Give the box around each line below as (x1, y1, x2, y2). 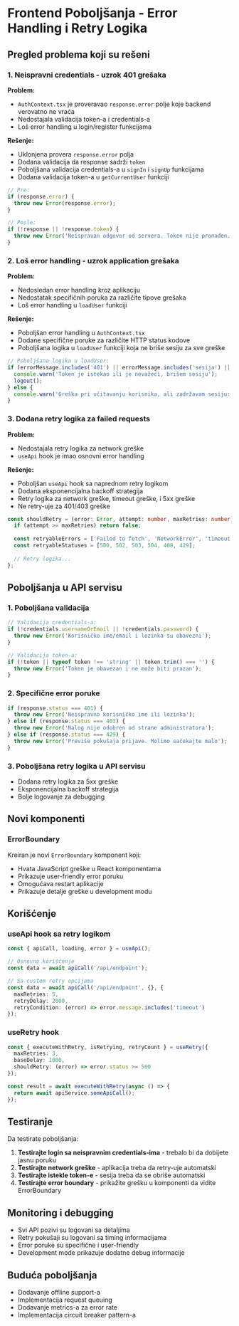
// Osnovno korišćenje (7, 958, 75, 965)
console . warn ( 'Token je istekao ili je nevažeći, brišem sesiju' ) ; (14, 370, 218, 378)
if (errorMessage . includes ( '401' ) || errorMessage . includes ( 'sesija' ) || (7, 364, 231, 372)
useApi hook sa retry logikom (7, 929, 111, 939)
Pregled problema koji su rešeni (7, 48, 151, 60)
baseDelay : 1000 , (14, 1057, 65, 1064)
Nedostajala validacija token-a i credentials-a (17, 115, 151, 123)
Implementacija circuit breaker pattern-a (17, 1310, 137, 1319)
